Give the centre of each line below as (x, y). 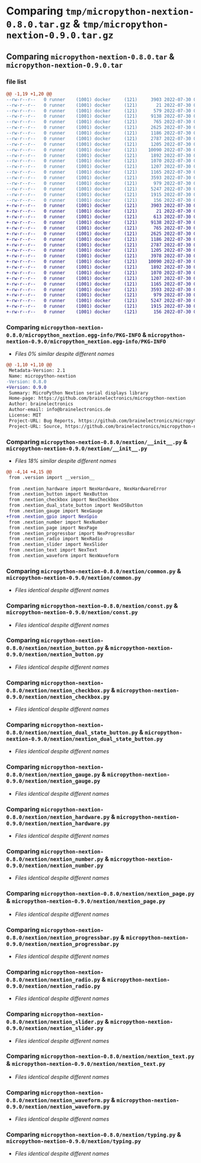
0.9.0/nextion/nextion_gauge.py (53, 781)
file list (16, 81)
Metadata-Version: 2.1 (37, 371)
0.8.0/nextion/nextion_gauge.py (53, 775)
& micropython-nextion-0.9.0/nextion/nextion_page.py (86, 901)
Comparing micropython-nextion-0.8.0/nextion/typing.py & (94, 1135)
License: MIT (25, 415)
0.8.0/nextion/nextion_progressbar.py (63, 938)
